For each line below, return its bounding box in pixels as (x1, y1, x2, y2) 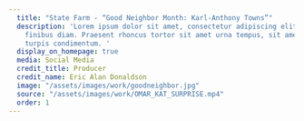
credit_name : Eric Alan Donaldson (16, 73, 147, 82)
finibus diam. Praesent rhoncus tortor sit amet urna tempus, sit (25, 30, 281, 39)
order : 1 (16, 97, 50, 107)
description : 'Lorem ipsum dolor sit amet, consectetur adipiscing (16, 22, 278, 31)
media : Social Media (16, 55, 94, 65)
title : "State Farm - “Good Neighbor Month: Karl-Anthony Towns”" (16, 13, 273, 23)
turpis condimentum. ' (25, 38, 111, 48)
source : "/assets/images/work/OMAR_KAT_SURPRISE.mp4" (16, 89, 224, 98)
